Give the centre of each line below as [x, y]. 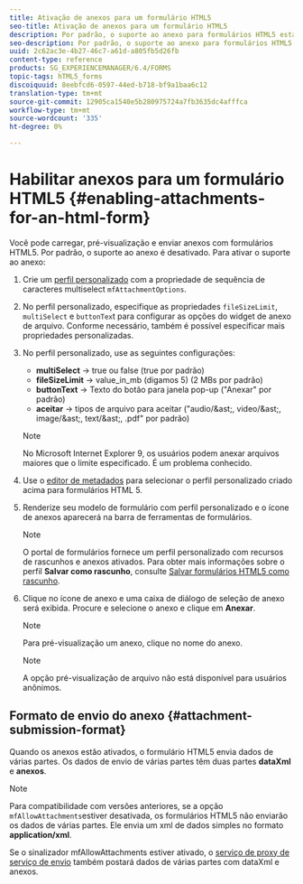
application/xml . [41, 834]
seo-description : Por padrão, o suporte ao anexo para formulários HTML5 [151, 43]
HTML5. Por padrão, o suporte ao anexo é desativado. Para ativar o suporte [150, 252]
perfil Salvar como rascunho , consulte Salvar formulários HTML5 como [156, 571]
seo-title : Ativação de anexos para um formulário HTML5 [119, 26]
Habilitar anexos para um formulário [147, 179]
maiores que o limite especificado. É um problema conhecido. [137, 462]
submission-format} [68, 730]
